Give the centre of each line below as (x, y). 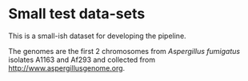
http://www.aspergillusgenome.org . (67, 67)
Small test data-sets (77, 14)
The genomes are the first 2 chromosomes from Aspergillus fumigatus (124, 51)
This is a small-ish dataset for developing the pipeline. (97, 36)
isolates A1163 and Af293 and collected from (82, 60)
